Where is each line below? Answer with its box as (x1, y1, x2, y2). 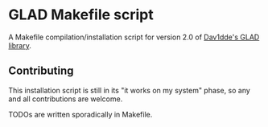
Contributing (8, 64, 74, 78)
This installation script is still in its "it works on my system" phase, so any (8, 85, 251, 95)
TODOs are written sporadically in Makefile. (8, 109, 153, 119)
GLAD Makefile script (8, 6, 155, 24)
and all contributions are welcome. (8, 94, 123, 104)
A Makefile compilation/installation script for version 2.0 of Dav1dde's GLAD (8, 32, 260, 42)
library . (8, 40, 32, 50)
